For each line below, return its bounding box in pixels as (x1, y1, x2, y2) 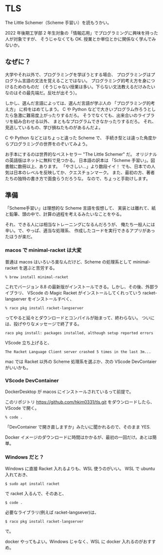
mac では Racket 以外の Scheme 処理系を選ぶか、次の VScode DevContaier (5, 358, 157, 364)
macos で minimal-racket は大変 (5, 247, 82, 253)
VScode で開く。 (5, 405, 39, 411)
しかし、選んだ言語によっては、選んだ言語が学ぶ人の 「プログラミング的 (5, 100, 151, 106)
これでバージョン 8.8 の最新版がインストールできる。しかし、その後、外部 (5, 284, 154, 289)
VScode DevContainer (5, 377, 59, 384)
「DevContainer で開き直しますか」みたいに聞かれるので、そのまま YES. (5, 424, 151, 430)
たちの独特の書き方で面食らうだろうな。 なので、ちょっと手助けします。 (5, 176, 151, 181)
